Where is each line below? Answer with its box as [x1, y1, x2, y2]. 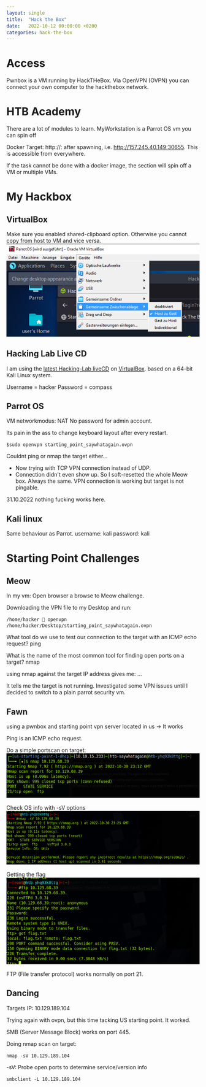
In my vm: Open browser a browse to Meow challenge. [6, 592, 145, 599]
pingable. [15, 484, 39, 491]
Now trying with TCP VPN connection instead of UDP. [15, 464, 151, 472]
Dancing [6, 988, 39, 999]
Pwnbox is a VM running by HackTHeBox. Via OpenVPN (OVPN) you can [6, 77, 189, 84]
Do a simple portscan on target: [6, 746, 86, 754]
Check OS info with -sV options [6, 804, 86, 811]
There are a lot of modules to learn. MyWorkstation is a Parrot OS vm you [6, 125, 192, 133]
